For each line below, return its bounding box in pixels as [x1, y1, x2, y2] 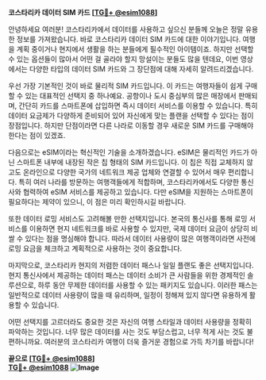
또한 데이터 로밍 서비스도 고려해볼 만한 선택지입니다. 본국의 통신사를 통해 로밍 [8, 214, 248, 223]
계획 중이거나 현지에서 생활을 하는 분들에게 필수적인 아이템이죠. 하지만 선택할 [16, 44, 254, 54]
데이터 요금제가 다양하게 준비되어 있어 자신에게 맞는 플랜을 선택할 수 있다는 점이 [8, 111, 254, 120]
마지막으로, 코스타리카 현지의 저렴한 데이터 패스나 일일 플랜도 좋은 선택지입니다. [8, 261, 254, 270]
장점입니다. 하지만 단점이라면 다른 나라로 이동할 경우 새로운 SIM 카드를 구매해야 [8, 121, 254, 130]
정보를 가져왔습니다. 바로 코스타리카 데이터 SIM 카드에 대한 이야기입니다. [16, 35, 241, 44]
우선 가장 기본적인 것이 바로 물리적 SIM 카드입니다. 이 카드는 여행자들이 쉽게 [8, 81, 244, 90]
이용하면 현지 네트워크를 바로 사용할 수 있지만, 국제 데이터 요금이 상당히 [29, 224, 250, 233]
